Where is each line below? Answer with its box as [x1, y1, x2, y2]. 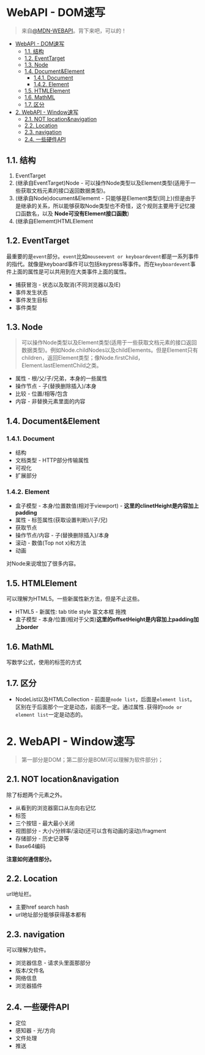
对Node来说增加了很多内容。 [6, 560, 80, 567]
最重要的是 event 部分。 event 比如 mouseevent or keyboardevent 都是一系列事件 [6, 252, 199, 260]
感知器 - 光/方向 [15, 1026, 56, 1034]
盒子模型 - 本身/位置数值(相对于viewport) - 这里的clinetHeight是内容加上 [15, 502, 199, 510]
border [20, 624, 39, 631]
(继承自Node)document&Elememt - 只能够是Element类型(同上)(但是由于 [15, 194, 196, 202]
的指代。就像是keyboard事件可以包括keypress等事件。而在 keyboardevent [6, 260, 191, 267]
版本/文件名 [15, 967, 45, 974]
